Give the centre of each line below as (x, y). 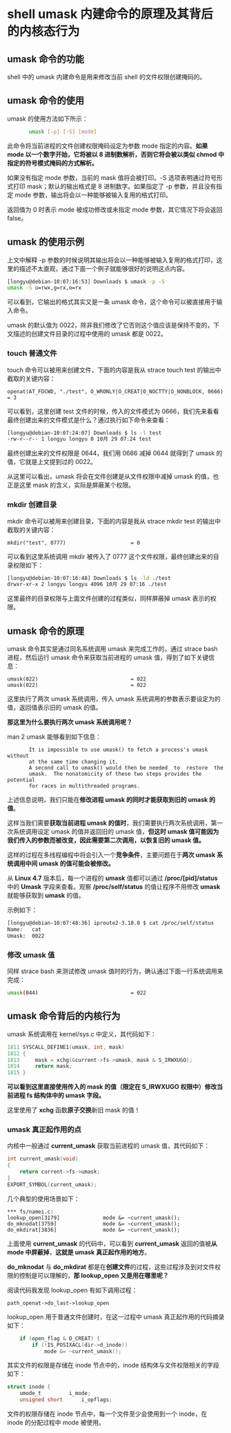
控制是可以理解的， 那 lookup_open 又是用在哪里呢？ (94, 1275)
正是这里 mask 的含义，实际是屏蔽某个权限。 (71, 485)
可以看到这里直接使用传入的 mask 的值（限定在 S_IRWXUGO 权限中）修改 (112, 1087)
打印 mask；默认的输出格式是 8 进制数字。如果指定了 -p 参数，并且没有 (114, 186)
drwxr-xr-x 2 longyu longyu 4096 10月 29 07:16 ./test (87, 584)
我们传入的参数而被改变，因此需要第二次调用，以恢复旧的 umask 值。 (106, 840)
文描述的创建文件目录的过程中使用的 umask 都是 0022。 (87, 334)
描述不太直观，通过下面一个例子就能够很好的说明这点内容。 (103, 268)
